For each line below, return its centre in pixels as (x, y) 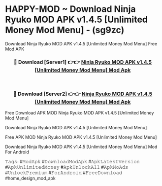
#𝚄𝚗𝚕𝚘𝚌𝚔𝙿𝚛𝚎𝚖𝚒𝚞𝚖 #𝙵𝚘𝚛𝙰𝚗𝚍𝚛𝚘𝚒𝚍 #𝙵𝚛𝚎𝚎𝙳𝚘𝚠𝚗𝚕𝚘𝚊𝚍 (64, 172)
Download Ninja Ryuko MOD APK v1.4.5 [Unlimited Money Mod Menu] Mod (81, 147)
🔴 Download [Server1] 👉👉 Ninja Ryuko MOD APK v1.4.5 (83, 62)
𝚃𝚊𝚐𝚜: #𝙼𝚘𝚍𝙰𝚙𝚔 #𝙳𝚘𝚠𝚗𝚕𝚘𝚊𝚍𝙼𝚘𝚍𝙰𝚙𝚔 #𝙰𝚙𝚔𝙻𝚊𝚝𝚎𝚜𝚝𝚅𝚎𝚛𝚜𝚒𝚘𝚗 (73, 161)
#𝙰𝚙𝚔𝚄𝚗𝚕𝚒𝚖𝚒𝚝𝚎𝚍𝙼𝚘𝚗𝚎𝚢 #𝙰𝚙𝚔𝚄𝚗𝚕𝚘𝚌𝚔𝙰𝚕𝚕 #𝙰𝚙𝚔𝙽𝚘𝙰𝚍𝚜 (67, 167)
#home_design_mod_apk (30, 178)
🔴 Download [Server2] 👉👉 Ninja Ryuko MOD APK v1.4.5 (83, 94)
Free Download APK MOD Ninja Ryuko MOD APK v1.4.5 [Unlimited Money (80, 112)
